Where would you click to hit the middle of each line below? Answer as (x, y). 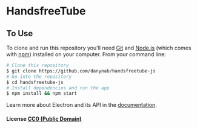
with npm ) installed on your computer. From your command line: (86, 54)
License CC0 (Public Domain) (44, 118)
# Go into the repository (39, 77)
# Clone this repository (38, 65)
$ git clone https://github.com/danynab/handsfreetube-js (81, 71)
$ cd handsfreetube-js (35, 82)
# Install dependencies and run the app (58, 88)
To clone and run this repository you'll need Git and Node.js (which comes (99, 48)
